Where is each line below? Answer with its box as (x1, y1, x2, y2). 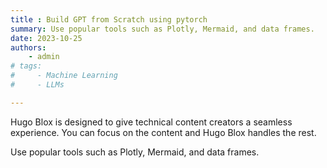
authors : (10, 42, 47, 53)
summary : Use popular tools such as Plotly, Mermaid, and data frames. (10, 24, 315, 34)
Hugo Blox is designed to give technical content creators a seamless (10, 116, 293, 128)
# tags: (10, 61, 43, 71)
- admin (28, 52, 60, 62)
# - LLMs (10, 80, 65, 90)
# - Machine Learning (10, 71, 118, 81)
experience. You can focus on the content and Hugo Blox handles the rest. (10, 126, 317, 138)
